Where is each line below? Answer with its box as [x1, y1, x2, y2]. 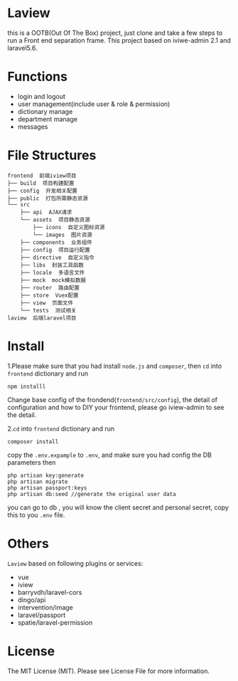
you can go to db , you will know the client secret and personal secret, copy [7, 503, 229, 512]
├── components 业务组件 [20, 238, 92, 246]
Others [7, 535, 50, 551]
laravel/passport [17, 611, 66, 619]
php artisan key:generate [7, 472, 84, 479]
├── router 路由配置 [20, 284, 80, 291]
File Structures [7, 147, 97, 164]
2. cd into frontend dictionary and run [7, 424, 115, 433]
